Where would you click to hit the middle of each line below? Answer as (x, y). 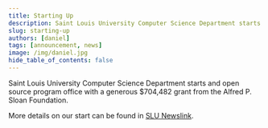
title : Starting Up (41, 16)
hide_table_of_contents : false (61, 61)
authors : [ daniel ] (39, 38)
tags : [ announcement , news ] (56, 46)
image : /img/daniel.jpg (48, 53)
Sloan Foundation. (38, 100)
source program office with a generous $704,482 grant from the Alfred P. (130, 91)
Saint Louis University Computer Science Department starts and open (124, 83)
